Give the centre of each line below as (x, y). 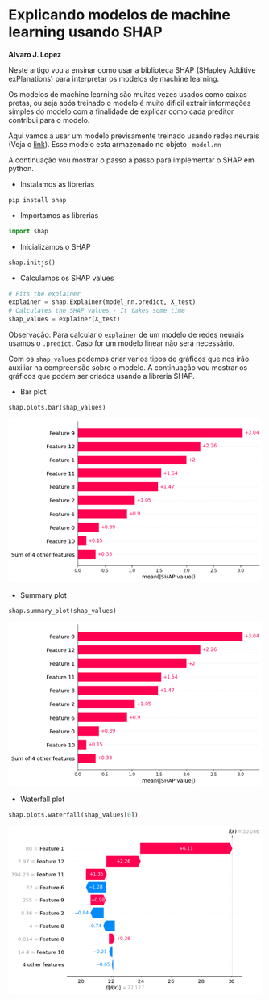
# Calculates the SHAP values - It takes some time (97, 311)
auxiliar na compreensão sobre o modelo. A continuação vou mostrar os (128, 368)
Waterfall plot (42, 799)
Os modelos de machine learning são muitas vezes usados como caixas (128, 94)
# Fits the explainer (45, 294)
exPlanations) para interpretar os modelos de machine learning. (114, 78)
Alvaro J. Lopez (35, 54)
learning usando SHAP (85, 32)
